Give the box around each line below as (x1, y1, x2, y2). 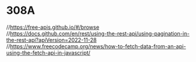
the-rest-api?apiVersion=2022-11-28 (6, 36, 97, 43)
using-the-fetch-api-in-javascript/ (6, 49, 91, 56)
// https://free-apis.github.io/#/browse (6, 23, 100, 31)
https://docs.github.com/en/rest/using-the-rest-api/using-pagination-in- (10, 29, 190, 37)
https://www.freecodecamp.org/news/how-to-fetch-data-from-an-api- (10, 43, 186, 50)
